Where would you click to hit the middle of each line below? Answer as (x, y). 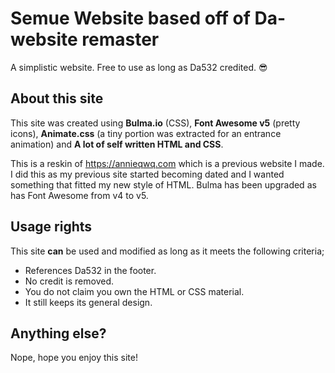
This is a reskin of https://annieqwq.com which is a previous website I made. (167, 163)
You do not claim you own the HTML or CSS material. (134, 291)
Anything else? (58, 333)
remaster (120, 39)
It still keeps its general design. (88, 302)
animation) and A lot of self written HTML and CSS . (117, 144)
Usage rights (51, 227)
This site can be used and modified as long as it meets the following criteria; (167, 251)
